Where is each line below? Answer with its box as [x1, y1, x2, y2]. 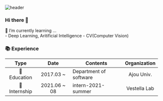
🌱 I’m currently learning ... [5, 28, 57, 34]
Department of [72, 68, 106, 75]
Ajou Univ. [128, 71, 152, 78]
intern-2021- [72, 82, 105, 88]
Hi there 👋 [5, 17, 29, 23]
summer [72, 88, 92, 95]
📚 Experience [5, 45, 39, 52]
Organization [125, 60, 156, 67]
